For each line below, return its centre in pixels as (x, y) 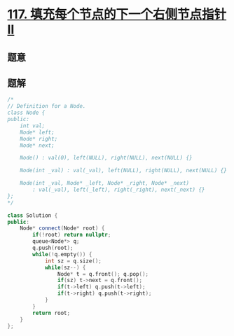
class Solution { (33, 215)
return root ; (51, 313)
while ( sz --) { (65, 267)
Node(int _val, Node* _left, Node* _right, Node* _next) (105, 183)
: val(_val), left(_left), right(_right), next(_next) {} (119, 190)
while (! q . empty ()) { (62, 254)
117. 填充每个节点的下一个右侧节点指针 (117, 14)
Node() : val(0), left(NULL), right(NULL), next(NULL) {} (106, 158)
